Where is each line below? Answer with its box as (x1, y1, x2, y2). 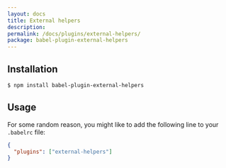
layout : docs (7, 10, 46, 18)
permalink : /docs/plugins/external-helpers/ (7, 30, 141, 38)
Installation (7, 63, 58, 75)
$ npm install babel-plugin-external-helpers (7, 82, 144, 89)
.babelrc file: (7, 128, 46, 136)
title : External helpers (7, 17, 81, 24)
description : (7, 23, 46, 30)
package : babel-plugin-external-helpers (7, 37, 129, 44)
